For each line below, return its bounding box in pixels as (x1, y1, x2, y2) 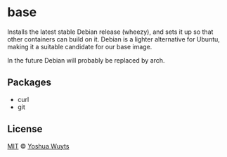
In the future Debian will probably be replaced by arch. (7, 56, 165, 64)
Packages (7, 77, 51, 89)
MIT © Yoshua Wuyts (7, 142, 70, 150)
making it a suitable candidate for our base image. (7, 42, 153, 51)
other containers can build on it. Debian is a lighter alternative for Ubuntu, (7, 34, 220, 43)
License (7, 123, 43, 135)
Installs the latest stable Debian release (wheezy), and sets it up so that (7, 27, 214, 36)
